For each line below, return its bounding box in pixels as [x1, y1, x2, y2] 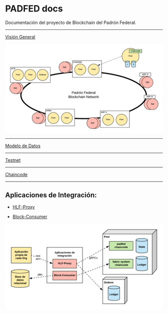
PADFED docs [5, 3, 63, 14]
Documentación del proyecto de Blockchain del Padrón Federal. [5, 19, 136, 25]
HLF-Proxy [12, 204, 35, 210]
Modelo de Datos [5, 143, 41, 149]
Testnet [5, 157, 21, 163]
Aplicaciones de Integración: [5, 191, 97, 199]
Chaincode [5, 172, 28, 178]
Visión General [5, 33, 35, 40]
